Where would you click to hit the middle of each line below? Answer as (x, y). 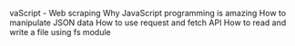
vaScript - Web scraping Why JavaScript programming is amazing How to (148, 13)
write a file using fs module (60, 32)
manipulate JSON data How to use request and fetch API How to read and (148, 23)
